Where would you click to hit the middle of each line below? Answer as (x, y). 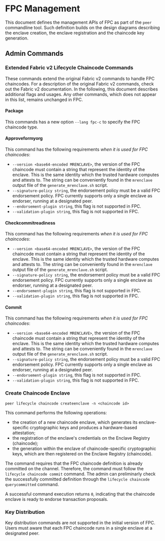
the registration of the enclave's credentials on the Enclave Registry (81, 438)
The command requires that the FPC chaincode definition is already (74, 463)
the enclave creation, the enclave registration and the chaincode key (75, 33)
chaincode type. (22, 127)
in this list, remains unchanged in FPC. (44, 99)
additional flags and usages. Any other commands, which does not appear (81, 94)
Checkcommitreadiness (30, 223)
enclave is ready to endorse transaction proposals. (57, 499)
